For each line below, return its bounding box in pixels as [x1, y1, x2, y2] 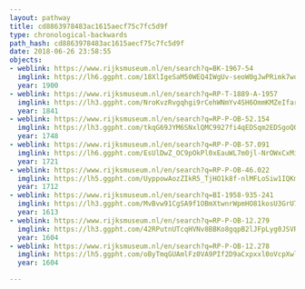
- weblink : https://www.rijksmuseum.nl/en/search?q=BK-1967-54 [9, 65, 254, 74]
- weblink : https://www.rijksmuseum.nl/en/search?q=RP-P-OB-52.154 [9, 115, 271, 124]
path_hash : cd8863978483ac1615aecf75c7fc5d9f [9, 38, 184, 48]
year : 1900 [17, 81, 59, 90]
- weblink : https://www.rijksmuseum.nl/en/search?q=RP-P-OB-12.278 [9, 242, 271, 251]
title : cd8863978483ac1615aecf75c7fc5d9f [9, 22, 169, 31]
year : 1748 [17, 132, 59, 141]
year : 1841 [17, 106, 59, 115]
